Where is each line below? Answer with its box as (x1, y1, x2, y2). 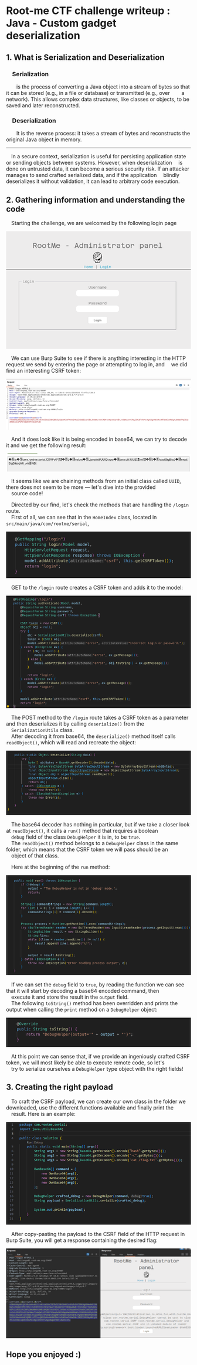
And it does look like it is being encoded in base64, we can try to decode (11, 435, 188, 442)
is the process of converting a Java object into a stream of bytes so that (16, 83, 191, 90)
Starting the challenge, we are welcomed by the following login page (11, 219, 177, 226)
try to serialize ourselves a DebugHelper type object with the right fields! (11, 1065, 184, 1072)
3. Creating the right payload (6, 1083, 113, 1092)
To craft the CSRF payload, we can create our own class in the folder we (11, 1098, 186, 1105)
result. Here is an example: (11, 1110, 76, 1117)
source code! (11, 490, 43, 497)
